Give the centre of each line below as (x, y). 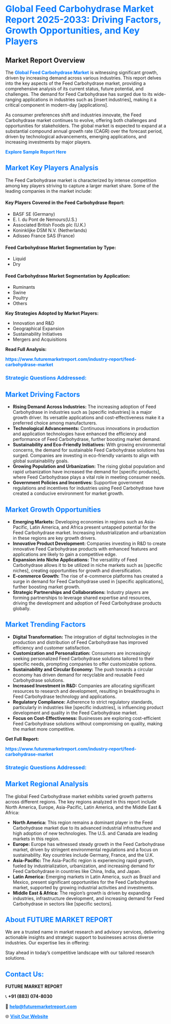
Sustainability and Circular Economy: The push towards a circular (83, 669)
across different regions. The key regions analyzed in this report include (81, 802)
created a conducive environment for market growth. (68, 493)
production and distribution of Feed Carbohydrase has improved (80, 642)
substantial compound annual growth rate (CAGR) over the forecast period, (84, 131)
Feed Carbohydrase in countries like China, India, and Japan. (77, 871)
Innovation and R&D (33, 323)
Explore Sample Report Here (36, 152)
